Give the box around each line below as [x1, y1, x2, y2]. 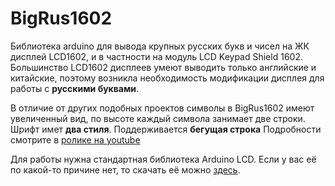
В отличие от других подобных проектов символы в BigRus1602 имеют [10, 102, 315, 114]
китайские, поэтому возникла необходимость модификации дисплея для [10, 72, 325, 84]
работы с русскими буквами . [10, 82, 140, 94]
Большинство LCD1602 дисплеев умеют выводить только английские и [10, 61, 317, 73]
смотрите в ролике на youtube [10, 133, 141, 146]
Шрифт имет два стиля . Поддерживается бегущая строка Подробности [10, 123, 322, 135]
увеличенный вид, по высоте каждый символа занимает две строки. [10, 112, 306, 124]
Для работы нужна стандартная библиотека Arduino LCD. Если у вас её [10, 153, 317, 165]
